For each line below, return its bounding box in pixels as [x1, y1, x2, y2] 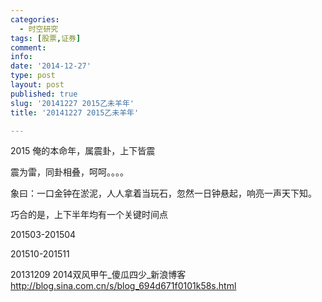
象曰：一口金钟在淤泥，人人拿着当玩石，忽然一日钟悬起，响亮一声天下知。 [10, 187, 317, 200]
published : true [10, 89, 78, 99]
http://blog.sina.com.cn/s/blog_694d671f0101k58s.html [10, 280, 237, 292]
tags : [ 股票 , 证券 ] [10, 33, 82, 43]
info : [10, 52, 33, 62]
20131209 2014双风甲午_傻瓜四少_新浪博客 [10, 269, 187, 281]
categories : [10, 14, 60, 25]
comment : [10, 42, 47, 53]
